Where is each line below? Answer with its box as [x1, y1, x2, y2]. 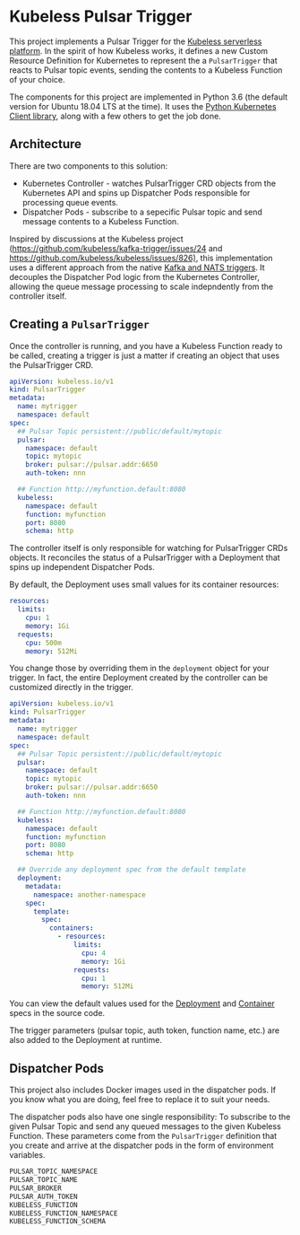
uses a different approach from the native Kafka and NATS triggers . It [9, 262, 266, 273]
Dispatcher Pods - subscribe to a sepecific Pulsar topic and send [21, 206, 262, 217]
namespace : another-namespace [32, 890, 146, 899]
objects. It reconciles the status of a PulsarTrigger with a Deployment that [9, 552, 280, 563]
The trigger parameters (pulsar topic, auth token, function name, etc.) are [9, 1025, 280, 1036]
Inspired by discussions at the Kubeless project [9, 233, 184, 244]
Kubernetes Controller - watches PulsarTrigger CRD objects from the [21, 178, 276, 188]
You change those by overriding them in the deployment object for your [9, 662, 270, 674]
